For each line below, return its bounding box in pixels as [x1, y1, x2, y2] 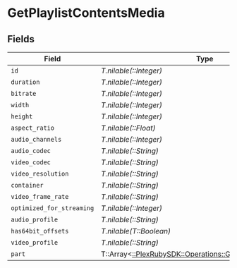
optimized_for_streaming [11, 205, 95, 212]
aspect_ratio [11, 124, 55, 132]
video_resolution [11, 170, 69, 178]
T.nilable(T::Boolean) [101, 226, 171, 236]
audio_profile [11, 216, 59, 224]
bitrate [11, 90, 37, 97]
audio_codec [11, 147, 51, 154]
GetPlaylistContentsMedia [7, 5, 165, 21]
